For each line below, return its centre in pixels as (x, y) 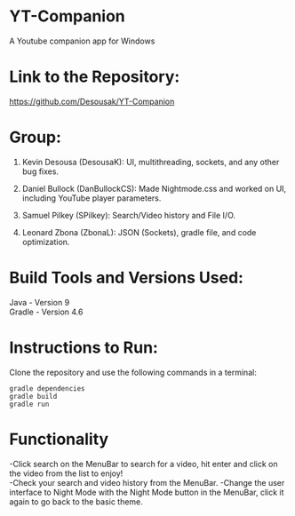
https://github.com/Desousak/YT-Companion (92, 101)
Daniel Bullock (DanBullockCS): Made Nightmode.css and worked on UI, (154, 188)
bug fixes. (40, 171)
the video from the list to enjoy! (66, 473)
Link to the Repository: (95, 77)
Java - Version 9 (40, 302)
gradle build (33, 396)
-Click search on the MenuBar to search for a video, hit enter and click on (144, 464)
